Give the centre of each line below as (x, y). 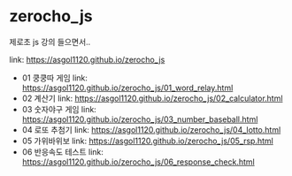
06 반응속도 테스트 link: (63, 151)
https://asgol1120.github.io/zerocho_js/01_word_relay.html (127, 88)
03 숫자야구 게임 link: (59, 109)
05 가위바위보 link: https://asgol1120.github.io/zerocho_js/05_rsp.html (148, 141)
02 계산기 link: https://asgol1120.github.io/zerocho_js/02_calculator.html (152, 98)
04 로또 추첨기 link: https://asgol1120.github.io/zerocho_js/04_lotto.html (151, 129)
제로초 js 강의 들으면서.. (50, 42)
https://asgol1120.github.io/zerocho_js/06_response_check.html (138, 162)
